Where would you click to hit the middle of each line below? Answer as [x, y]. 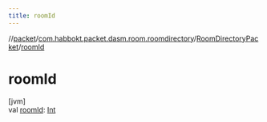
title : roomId [32, 16]
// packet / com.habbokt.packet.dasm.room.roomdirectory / [103, 38]
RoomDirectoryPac [227, 38]
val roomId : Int [32, 109]
